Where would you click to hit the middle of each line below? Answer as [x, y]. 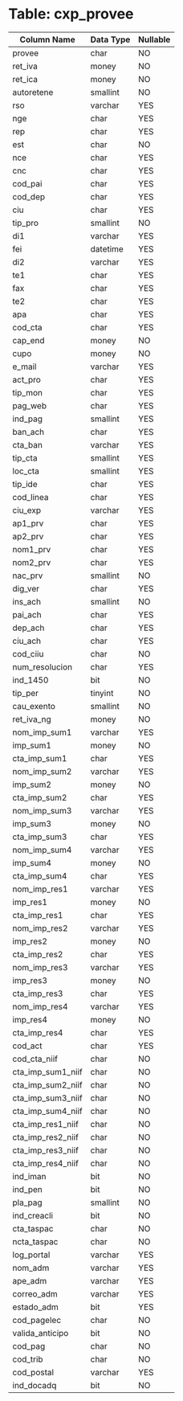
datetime [107, 248]
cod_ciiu [28, 653]
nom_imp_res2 [40, 928]
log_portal [31, 1255]
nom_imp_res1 [40, 889]
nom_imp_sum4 [42, 850]
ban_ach [28, 432]
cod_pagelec [37, 1320]
